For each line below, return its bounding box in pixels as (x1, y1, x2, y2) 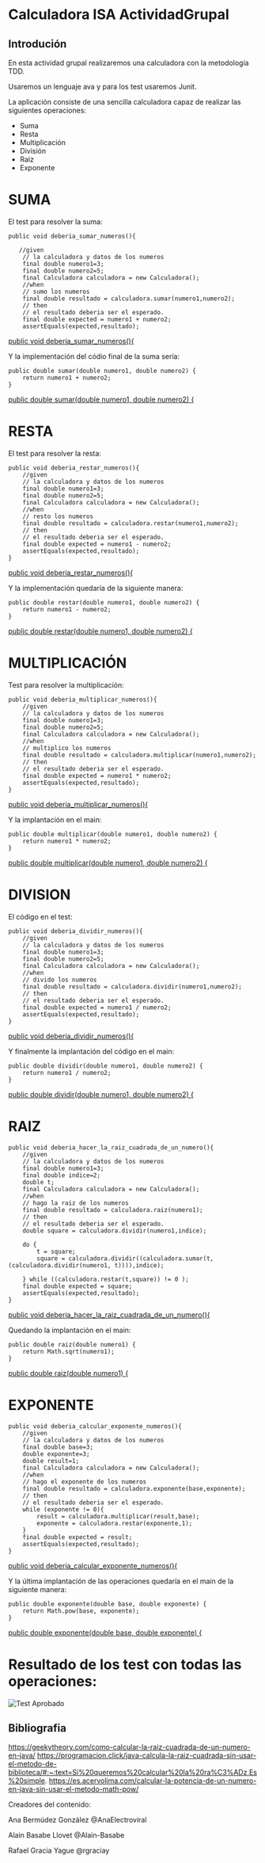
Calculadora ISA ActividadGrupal (8, 6, 229, 24)
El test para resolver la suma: (8, 216, 103, 227)
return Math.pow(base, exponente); (22, 1606, 140, 1615)
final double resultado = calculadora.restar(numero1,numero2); (22, 519, 239, 528)
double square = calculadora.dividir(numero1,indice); (22, 1226, 207, 1235)
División (19, 147, 46, 155)
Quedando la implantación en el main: (8, 1325, 131, 1335)
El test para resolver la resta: (8, 448, 101, 458)
